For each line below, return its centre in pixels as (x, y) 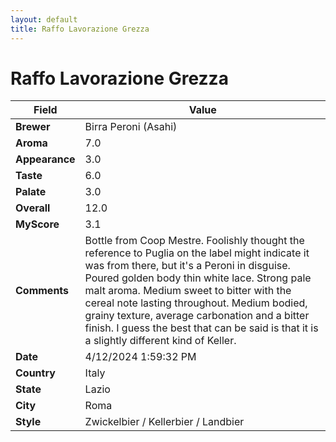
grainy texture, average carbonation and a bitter (197, 316)
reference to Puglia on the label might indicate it (197, 253)
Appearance (45, 159)
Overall (33, 208)
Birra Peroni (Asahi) (131, 127)
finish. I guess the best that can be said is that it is (201, 328)
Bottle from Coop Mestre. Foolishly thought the (194, 241)
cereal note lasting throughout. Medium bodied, (196, 303)
